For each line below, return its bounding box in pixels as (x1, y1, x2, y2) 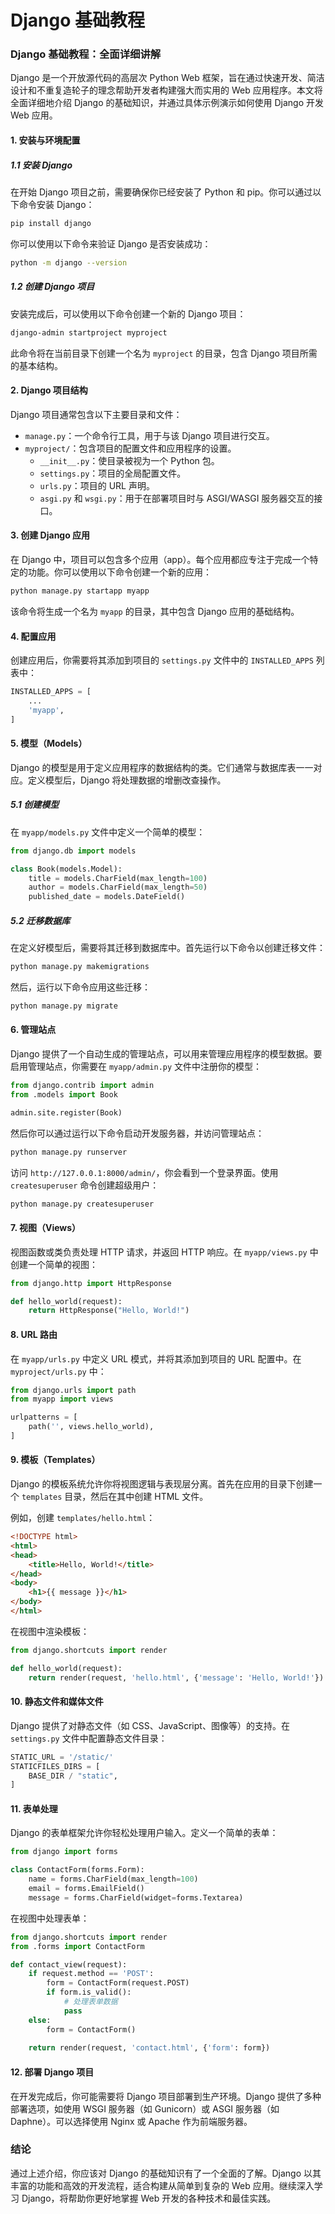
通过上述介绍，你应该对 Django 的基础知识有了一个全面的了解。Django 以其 (10, 2167, 322, 2179)
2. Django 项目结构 (10, 384, 88, 396)
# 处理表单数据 (63, 1997, 118, 2007)
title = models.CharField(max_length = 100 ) (28, 873, 208, 883)
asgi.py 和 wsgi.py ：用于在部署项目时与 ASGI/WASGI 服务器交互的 (39, 492, 315, 504)
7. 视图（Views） (10, 1222, 82, 1234)
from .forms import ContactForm (10, 1941, 145, 1951)
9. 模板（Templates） (10, 1454, 101, 1466)
